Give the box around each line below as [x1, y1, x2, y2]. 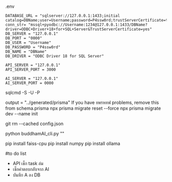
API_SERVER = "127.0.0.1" [5, 63, 60, 68]
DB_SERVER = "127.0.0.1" [5, 31, 58, 36]
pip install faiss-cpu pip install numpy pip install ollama [5, 140, 120, 147]
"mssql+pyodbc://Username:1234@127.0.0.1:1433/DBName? [28, 22, 147, 27]
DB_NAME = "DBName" [5, 49, 47, 54]
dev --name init [5, 111, 38, 116]
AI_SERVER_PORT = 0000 [5, 80, 54, 86]
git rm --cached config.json [5, 120, 64, 127]
